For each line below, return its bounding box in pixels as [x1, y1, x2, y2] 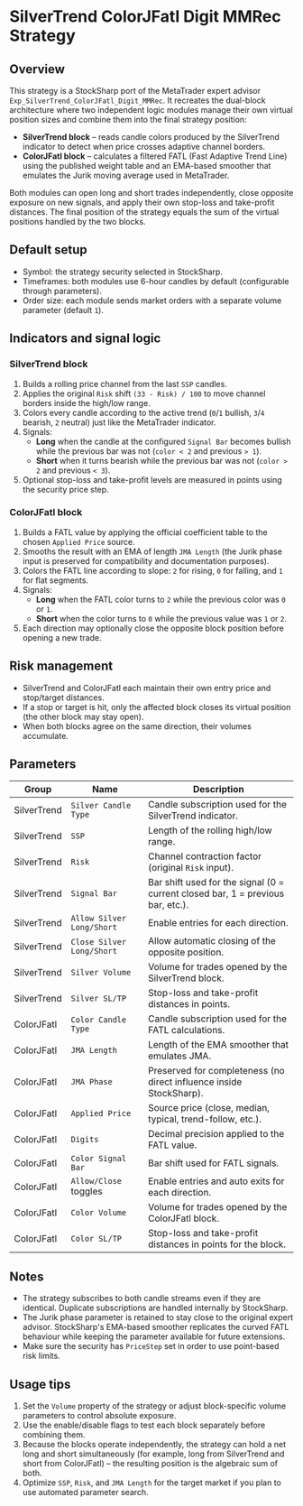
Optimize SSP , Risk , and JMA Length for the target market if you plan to [22, 1477, 281, 1488]
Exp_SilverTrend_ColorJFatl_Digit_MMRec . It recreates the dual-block [9, 95, 266, 106]
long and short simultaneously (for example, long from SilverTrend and [22, 1448, 285, 1459]
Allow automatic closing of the [147, 935, 277, 947]
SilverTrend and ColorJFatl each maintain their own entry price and [22, 682, 271, 693]
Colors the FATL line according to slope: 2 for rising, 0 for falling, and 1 [22, 565, 283, 576]
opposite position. [147, 946, 224, 958]
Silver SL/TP [70, 993, 127, 1003]
